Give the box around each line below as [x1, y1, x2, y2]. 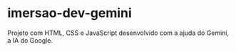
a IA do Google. [7, 36, 53, 44]
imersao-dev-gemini [7, 5, 132, 21]
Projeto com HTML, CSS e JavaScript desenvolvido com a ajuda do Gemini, [7, 28, 230, 37]
